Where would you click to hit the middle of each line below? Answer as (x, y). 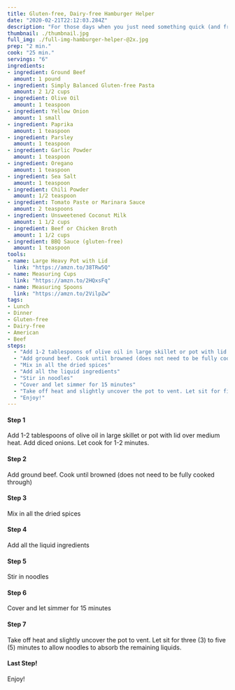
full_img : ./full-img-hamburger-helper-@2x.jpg (78, 40)
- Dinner (20, 313)
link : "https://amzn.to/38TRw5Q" (62, 267)
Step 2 (17, 459)
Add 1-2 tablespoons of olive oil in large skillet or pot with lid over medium (114, 435)
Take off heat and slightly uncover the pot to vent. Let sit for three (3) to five (116, 640)
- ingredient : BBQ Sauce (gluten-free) (65, 241)
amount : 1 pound (37, 79)
